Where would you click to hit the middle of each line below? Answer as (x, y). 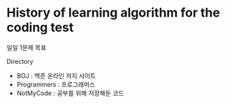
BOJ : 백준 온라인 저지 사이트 (56, 76)
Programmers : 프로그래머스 (56, 84)
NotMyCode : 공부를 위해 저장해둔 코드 (70, 93)
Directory (20, 61)
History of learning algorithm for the (113, 13)
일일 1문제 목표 (27, 47)
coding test (40, 27)
